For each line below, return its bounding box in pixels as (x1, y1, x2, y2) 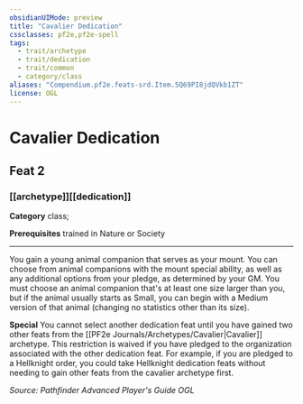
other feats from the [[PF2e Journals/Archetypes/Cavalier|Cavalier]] (9, 329, 263, 340)
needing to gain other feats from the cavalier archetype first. (9, 367, 234, 379)
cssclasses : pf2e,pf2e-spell (9, 30, 119, 39)
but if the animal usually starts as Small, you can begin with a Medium (9, 292, 269, 303)
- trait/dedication (17, 55, 91, 64)
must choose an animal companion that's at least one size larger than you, (9, 283, 286, 294)
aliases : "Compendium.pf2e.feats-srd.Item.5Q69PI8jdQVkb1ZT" (9, 80, 244, 89)
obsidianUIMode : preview (9, 13, 103, 23)
